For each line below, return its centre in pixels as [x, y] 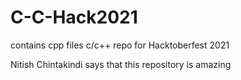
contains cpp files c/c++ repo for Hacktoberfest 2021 [120, 45]
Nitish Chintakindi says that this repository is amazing [121, 64]
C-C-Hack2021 [74, 17]
